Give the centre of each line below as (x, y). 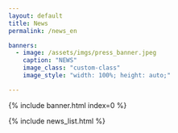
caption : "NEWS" (50, 60)
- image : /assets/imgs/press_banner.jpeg (86, 53)
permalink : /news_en (43, 31)
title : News (28, 23)
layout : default (35, 16)
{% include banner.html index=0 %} (68, 105)
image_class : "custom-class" (72, 68)
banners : (23, 45)
